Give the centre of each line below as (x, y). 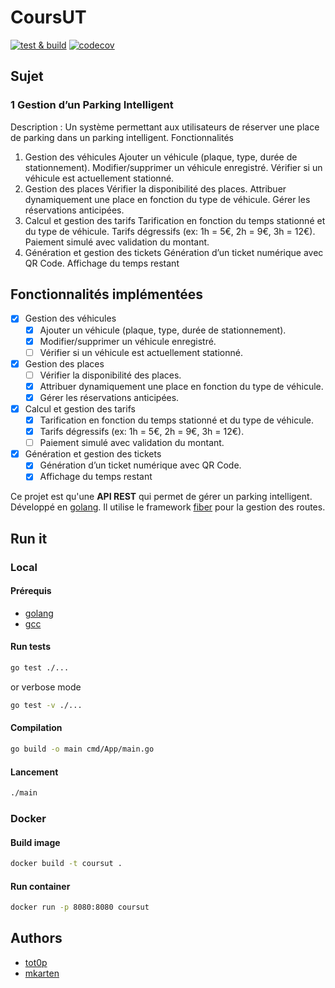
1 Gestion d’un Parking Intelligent (92, 105)
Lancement (34, 772)
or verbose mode (46, 687)
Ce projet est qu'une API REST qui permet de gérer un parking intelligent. (161, 497)
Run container (40, 886)
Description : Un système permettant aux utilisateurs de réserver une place (165, 127)
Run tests (30, 647)
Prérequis (31, 591)
